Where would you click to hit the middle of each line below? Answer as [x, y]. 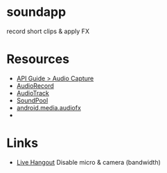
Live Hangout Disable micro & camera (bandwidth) [88, 162]
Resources [38, 59]
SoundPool [32, 100]
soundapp [36, 12]
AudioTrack [33, 93]
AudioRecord [35, 85]
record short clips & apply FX [48, 31]
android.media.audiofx [49, 107]
